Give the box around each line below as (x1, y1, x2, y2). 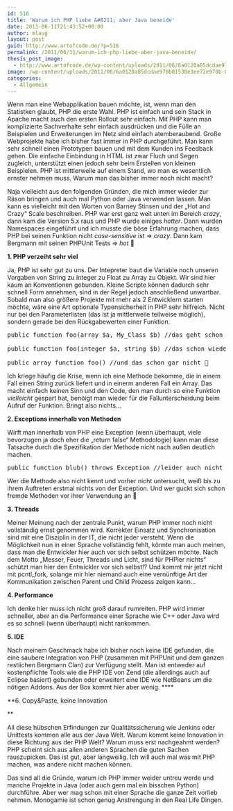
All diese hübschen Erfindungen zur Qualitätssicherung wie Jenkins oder (7, 724, 216, 732)
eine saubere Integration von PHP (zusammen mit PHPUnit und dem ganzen (7, 653, 224, 662)
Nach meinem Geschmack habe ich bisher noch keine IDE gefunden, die (7, 646, 214, 655)
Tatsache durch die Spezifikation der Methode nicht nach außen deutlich (7, 443, 215, 451)
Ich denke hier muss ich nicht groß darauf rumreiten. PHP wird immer (7, 605, 205, 613)
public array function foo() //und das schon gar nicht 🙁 (7, 359, 209, 367)
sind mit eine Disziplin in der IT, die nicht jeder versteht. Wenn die (7, 533, 194, 542)
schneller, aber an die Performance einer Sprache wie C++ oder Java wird (7, 612, 220, 620)
